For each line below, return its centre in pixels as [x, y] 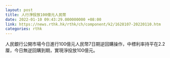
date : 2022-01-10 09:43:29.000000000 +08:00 [53, 19]
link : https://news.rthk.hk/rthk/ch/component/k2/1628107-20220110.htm [83, 24]
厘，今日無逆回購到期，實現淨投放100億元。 [52, 50]
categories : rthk [24, 29]
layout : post [19, 10]
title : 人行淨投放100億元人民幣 [36, 15]
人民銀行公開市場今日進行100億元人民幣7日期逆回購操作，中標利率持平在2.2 [85, 44]
